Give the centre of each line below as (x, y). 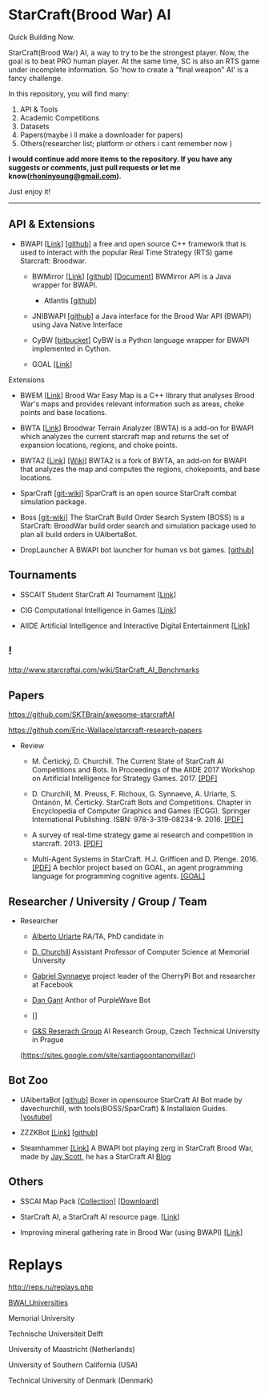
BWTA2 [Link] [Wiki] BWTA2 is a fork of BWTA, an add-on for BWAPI (133, 460)
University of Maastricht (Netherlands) (72, 1349)
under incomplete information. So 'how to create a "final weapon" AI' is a (128, 69)
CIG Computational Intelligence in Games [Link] (98, 610)
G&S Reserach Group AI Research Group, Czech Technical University (146, 1031)
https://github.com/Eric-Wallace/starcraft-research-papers (105, 730)
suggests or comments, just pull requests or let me (95, 167)
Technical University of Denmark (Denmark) (81, 1380)
